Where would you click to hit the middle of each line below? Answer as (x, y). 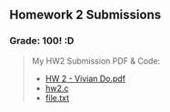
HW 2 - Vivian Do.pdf (85, 78)
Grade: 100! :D (42, 41)
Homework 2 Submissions (85, 15)
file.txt (57, 97)
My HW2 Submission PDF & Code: (96, 61)
